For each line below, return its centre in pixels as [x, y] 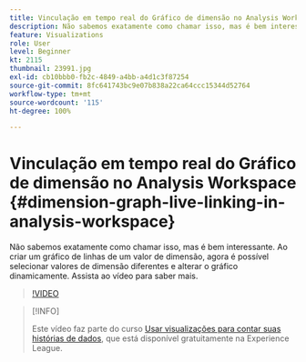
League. [47, 348]
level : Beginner [40, 52]
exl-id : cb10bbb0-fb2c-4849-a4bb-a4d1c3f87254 [99, 77]
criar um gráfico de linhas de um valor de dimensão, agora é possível [139, 256]
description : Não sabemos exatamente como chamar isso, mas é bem [138, 26]
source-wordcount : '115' [56, 102]
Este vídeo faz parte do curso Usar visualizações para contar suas [156, 329]
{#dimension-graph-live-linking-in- [148, 202]
